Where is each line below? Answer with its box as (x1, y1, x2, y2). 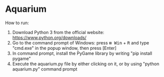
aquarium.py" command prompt (12, 66, 78, 72)
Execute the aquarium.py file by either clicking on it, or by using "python (12, 61, 160, 67)
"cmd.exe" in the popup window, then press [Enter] (12, 45, 117, 51)
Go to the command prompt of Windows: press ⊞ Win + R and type (12, 39, 150, 45)
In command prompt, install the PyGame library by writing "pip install (12, 50, 152, 56)
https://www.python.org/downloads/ (12, 35, 86, 40)
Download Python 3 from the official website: (12, 29, 105, 35)
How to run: (5, 20, 29, 26)
